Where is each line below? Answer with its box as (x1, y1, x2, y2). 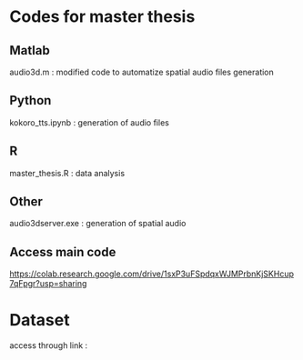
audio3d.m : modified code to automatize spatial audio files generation (9, 66, 275, 77)
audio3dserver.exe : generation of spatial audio (9, 218, 187, 229)
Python (9, 93, 52, 108)
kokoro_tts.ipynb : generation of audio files (9, 116, 170, 128)
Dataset (9, 310, 70, 331)
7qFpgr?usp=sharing (9, 278, 87, 289)
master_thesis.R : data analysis (9, 167, 126, 178)
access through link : (9, 340, 88, 351)
